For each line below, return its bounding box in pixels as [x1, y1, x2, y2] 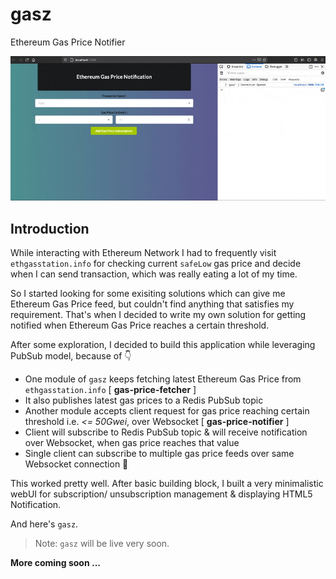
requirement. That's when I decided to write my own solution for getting [10, 308, 307, 320]
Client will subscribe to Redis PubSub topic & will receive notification [24, 426, 308, 438]
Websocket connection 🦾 [24, 458, 129, 470]
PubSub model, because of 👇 [10, 349, 132, 362]
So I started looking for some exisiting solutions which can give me [10, 287, 286, 299]
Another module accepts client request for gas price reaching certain [24, 404, 310, 417]
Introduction [10, 220, 90, 237]
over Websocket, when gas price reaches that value [24, 436, 240, 448]
